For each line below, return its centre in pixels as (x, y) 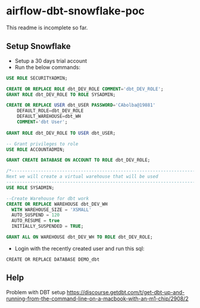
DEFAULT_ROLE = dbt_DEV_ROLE (50, 111)
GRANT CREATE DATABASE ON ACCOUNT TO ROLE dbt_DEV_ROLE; (78, 160)
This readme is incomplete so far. (47, 28)
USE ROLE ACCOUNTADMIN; (36, 150)
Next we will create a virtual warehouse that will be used (82, 177)
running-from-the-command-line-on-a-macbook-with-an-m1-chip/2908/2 (97, 298)
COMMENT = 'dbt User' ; (42, 122)
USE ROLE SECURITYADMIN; (37, 78)
